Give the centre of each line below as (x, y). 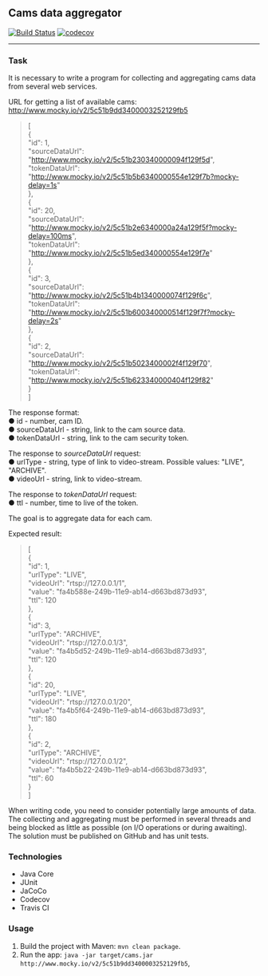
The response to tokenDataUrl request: (73, 495)
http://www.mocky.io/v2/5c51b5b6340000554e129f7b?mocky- (135, 177)
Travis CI (34, 908)
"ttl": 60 (41, 778)
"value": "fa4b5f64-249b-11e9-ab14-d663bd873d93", (116, 710)
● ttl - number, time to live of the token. (73, 503)
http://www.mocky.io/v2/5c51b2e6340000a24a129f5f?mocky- (134, 227)
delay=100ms (50, 236)
